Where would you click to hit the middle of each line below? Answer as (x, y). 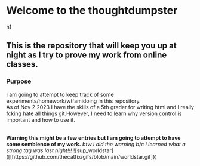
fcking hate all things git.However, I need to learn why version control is (94, 113)
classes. (22, 64)
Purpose (19, 81)
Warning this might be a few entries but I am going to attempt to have (93, 137)
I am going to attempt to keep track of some (60, 94)
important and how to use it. (41, 119)
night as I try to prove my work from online (87, 55)
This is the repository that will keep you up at (92, 46)
